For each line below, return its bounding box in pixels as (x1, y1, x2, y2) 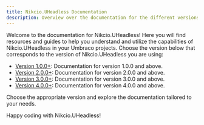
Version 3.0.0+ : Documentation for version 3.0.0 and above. (15, 75, 165, 83)
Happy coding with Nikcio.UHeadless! (6, 112, 101, 119)
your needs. (6, 100, 36, 107)
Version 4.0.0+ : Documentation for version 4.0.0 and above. (15, 81, 165, 89)
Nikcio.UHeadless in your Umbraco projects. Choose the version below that (6, 44, 195, 52)
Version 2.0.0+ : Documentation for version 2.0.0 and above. (15, 69, 165, 76)
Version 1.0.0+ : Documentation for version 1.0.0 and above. (15, 62, 163, 70)
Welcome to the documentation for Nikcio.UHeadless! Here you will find (6, 31, 186, 38)
